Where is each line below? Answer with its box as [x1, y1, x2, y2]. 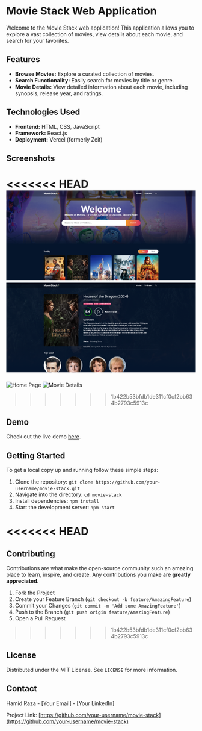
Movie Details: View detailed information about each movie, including [14, 83, 188, 90]
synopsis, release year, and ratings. [14, 89, 103, 97]
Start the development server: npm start [14, 503, 115, 511]
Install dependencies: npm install [14, 497, 99, 504]
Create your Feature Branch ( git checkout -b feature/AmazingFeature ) [14, 595, 192, 603]
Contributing [6, 549, 55, 559]
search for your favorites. [6, 37, 69, 44]
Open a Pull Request [14, 614, 66, 621]
